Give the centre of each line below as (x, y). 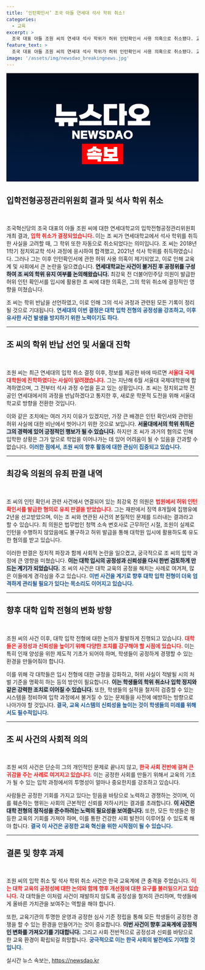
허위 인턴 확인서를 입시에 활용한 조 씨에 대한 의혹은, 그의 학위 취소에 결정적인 (97, 282)
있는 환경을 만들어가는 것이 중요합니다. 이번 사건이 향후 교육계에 (106, 925)
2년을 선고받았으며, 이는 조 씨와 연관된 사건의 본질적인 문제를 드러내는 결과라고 (100, 517)
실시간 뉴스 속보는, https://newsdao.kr (53, 961)
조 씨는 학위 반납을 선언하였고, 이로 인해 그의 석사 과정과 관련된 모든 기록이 (95, 303)
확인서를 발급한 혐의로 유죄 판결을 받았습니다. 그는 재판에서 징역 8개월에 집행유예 (102, 509)
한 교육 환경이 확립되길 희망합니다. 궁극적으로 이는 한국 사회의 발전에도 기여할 (98, 940)
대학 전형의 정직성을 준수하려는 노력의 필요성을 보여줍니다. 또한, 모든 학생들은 (98, 811)
